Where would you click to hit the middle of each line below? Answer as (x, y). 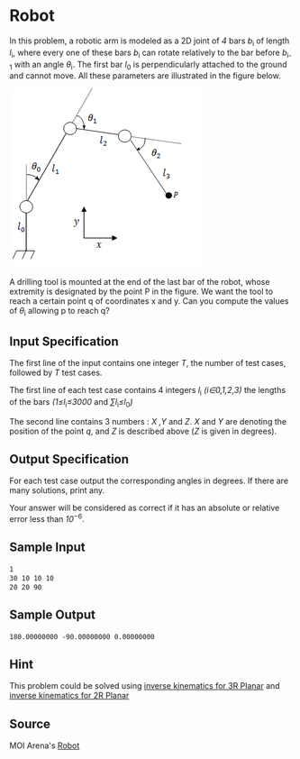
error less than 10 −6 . (47, 518)
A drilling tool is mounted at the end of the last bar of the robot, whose (140, 282)
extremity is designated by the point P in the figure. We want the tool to (141, 292)
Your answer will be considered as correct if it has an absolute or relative (145, 508)
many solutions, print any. (57, 490)
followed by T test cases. (56, 372)
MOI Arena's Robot (45, 745)
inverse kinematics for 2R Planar (69, 696)
